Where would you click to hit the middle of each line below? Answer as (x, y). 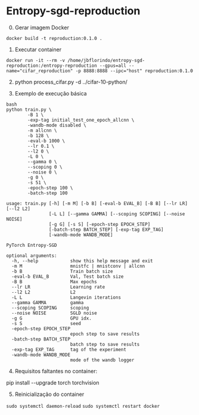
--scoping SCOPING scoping (50, 308)
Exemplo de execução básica (51, 93)
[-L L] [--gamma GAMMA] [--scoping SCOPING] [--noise (117, 214)
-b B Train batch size (62, 271)
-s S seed (46, 323)
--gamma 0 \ (43, 162)
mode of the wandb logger (102, 360)
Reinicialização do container (49, 394)
